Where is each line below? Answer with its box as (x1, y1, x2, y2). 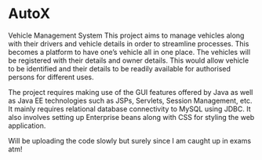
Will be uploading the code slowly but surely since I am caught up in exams (8, 136, 252, 145)
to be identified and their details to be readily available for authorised (8, 64, 231, 73)
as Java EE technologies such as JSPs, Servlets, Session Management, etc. (8, 96, 253, 105)
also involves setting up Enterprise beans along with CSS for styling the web (8, 112, 255, 122)
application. (8, 121, 46, 130)
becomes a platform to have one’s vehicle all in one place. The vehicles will (8, 47, 251, 56)
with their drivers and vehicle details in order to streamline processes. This (8, 38, 249, 48)
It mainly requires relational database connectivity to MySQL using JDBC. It (8, 104, 251, 114)
